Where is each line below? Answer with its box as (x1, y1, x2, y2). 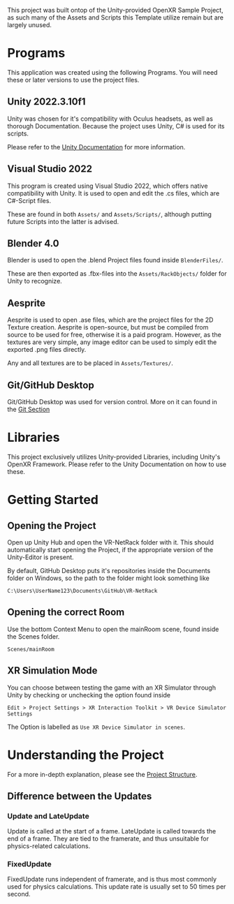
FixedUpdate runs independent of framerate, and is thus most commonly (7, 875, 217, 884)
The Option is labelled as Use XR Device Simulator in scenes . (7, 723, 185, 731)
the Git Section (7, 405, 50, 413)
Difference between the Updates (7, 790, 152, 802)
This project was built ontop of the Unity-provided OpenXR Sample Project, (7, 6, 224, 14)
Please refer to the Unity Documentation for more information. (7, 142, 186, 151)
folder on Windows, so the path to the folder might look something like (7, 574, 210, 582)
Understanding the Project (7, 747, 164, 763)
